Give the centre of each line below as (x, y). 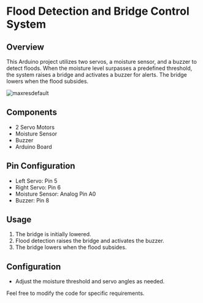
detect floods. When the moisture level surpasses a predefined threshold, (99, 68)
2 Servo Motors (35, 127)
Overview (25, 47)
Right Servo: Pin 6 (38, 187)
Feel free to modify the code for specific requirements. (75, 293)
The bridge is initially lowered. (53, 234)
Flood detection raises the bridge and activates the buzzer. (90, 241)
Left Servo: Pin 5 (36, 181)
